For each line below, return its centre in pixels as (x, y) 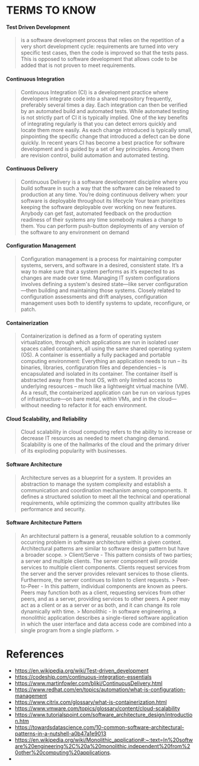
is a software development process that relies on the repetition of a (102, 40)
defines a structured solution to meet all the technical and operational (105, 496)
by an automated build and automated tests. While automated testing (105, 111)
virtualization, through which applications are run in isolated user (99, 342)
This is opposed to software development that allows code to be (99, 59)
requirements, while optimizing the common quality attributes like (100, 503)
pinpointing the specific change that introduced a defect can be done (105, 136)
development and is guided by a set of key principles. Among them (102, 149)
